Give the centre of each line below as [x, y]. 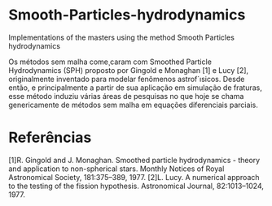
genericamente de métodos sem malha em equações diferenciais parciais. [133, 105]
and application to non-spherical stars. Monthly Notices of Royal [116, 169]
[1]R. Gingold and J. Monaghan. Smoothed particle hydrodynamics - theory [134, 160]
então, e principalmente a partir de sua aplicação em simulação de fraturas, [136, 88]
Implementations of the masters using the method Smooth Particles [121, 37]
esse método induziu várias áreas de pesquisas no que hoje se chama [126, 96]
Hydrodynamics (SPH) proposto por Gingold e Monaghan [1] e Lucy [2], [129, 70]
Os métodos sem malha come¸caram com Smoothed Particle [110, 62]
